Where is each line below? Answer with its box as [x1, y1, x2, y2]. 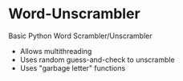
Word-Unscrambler [8, 5, 140, 23]
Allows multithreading [19, 46, 92, 56]
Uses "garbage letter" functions [19, 63, 126, 72]
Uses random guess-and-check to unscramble [19, 55, 175, 64]
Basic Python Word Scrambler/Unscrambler [8, 31, 152, 40]
